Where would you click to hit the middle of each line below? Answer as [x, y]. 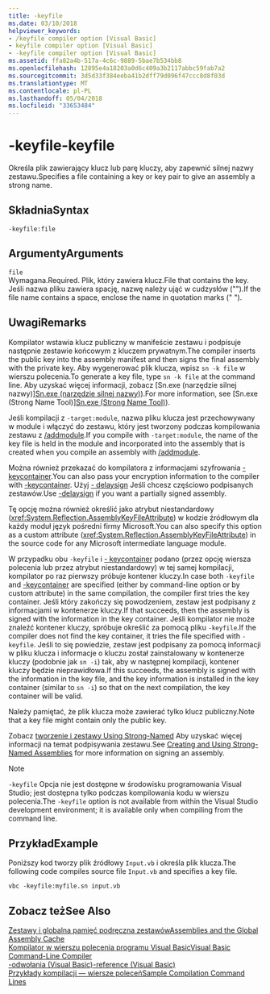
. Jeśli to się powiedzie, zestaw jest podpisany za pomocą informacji [147, 644]
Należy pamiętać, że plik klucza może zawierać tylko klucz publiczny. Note [132, 711]
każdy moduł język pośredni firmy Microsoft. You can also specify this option [135, 526]
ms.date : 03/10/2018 [43, 23]
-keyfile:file [32, 229]
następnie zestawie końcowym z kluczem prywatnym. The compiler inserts [132, 351]
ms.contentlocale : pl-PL [50, 91]
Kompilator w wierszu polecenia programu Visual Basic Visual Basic [120, 947]
